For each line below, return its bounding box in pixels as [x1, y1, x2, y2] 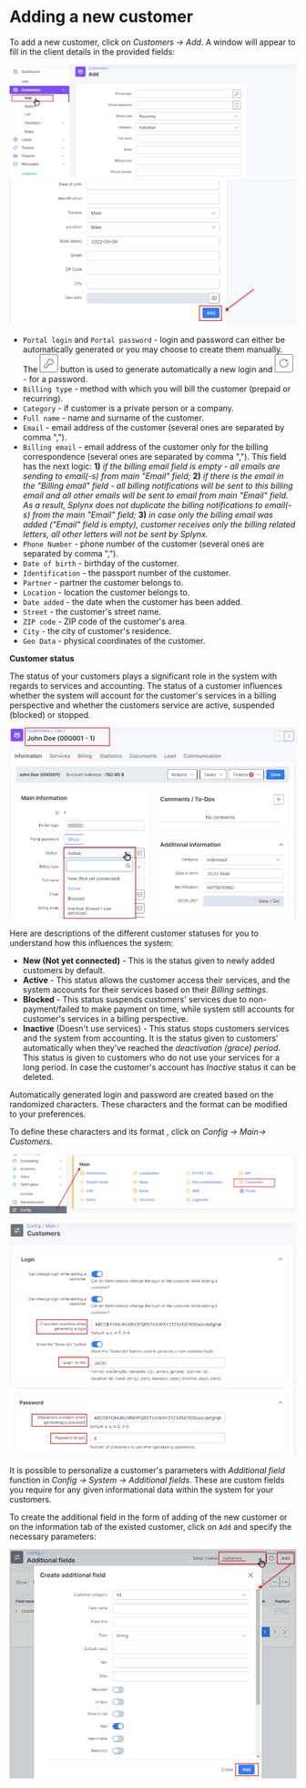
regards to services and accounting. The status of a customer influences [9, 680, 282, 691]
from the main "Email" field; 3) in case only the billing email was [32, 509, 273, 520]
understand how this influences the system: [9, 938, 174, 949]
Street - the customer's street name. [22, 606, 162, 617]
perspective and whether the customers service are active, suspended [9, 700, 275, 711]
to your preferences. [9, 1108, 87, 1119]
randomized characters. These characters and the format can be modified [9, 1099, 288, 1110]
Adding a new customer [9, 6, 194, 27]
